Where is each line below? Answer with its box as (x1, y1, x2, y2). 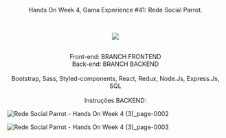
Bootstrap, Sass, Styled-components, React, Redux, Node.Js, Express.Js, (11, 75, 220, 82)
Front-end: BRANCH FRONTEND (69, 53, 161, 60)
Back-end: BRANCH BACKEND (71, 60, 159, 68)
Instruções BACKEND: (84, 96, 147, 104)
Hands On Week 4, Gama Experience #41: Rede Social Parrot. (28, 6, 203, 14)
